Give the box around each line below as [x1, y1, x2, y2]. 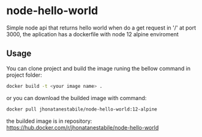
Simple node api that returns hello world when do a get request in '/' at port [6, 24, 196, 31]
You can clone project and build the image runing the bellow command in [6, 65, 191, 72]
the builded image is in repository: [6, 117, 92, 125]
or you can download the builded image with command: [6, 94, 147, 101]
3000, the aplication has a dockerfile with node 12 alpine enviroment [6, 30, 179, 37]
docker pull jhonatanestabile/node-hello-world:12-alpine [6, 106, 157, 112]
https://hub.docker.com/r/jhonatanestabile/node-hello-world [6, 123, 159, 131]
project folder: [6, 71, 42, 79]
